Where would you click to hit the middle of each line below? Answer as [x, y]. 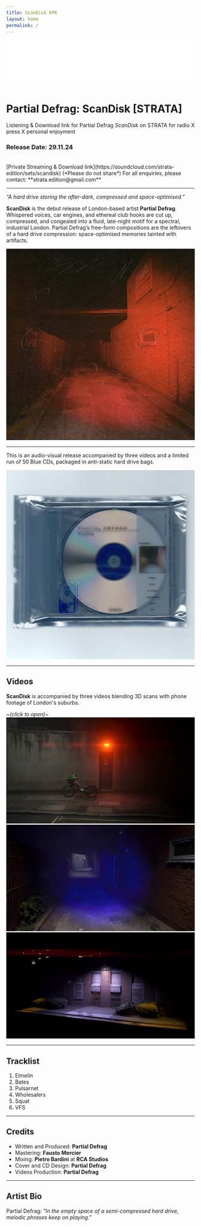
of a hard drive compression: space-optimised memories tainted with [91, 234]
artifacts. [17, 240]
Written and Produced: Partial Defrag [61, 1146]
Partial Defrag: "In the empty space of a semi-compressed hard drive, [92, 1211]
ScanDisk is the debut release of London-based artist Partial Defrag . [92, 208]
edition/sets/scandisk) [34, 173]
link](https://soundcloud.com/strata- [130, 167]
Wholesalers [30, 1095]
